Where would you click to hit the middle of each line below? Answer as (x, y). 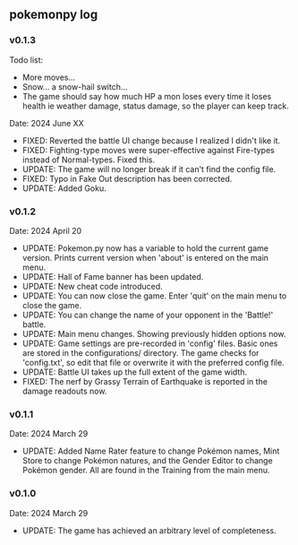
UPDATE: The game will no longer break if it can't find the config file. (149, 169)
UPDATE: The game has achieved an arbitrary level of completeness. (149, 530)
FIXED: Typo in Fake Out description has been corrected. (127, 178)
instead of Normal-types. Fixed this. (89, 160)
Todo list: (26, 60)
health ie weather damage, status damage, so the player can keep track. (155, 106)
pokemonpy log (54, 15)
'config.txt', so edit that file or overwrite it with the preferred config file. (153, 362)
